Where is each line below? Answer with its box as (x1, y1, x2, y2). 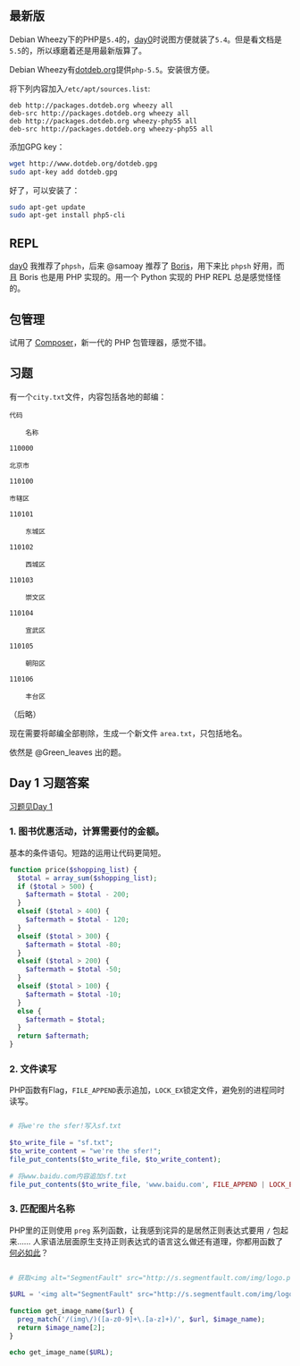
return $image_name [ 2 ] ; (17, 1323, 105, 1332)
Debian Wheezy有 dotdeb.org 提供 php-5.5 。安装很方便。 (9, 64, 214, 74)
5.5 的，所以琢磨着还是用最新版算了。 (9, 45, 147, 55)
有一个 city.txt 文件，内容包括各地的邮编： (9, 391, 167, 402)
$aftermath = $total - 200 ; (25, 890, 129, 899)
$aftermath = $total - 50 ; (25, 965, 122, 974)
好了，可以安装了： (9, 184, 80, 195)
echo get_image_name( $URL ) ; (9, 1348, 114, 1357)
